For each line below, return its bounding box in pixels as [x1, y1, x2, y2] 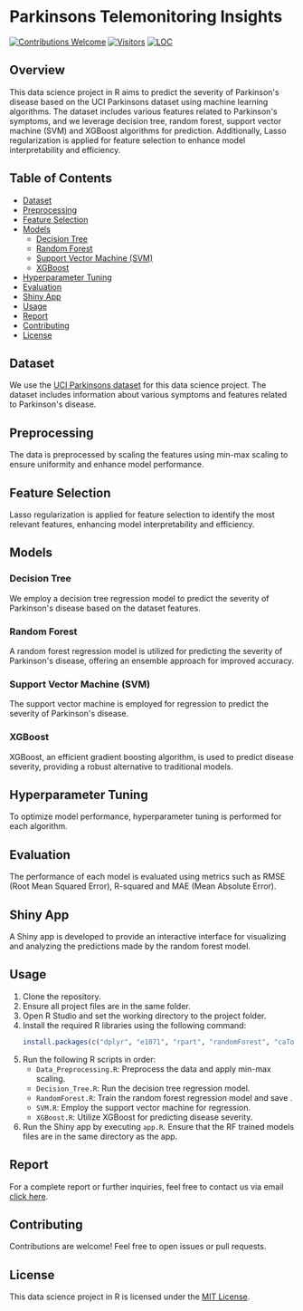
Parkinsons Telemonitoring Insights [9, 6, 283, 27]
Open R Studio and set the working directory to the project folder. [22, 1010, 267, 1021]
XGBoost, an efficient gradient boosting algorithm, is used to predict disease [9, 751, 294, 762]
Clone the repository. [22, 990, 101, 1002]
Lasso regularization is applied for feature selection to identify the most [9, 509, 276, 520]
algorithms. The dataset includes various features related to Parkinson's [9, 106, 278, 117]
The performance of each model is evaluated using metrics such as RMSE [9, 872, 286, 882]
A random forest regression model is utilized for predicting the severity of [9, 645, 283, 656]
